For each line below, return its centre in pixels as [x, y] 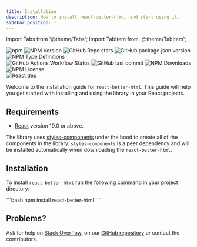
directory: [18, 188]
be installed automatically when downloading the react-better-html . [89, 150]
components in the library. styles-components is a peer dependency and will [98, 143]
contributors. [22, 239]
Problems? [26, 218]
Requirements [32, 111]
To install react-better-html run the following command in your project [92, 182]
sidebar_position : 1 [31, 22]
